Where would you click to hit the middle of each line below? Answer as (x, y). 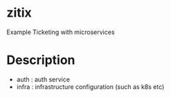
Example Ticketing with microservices (61, 32)
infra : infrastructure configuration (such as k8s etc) (90, 87)
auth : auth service (43, 79)
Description (41, 60)
